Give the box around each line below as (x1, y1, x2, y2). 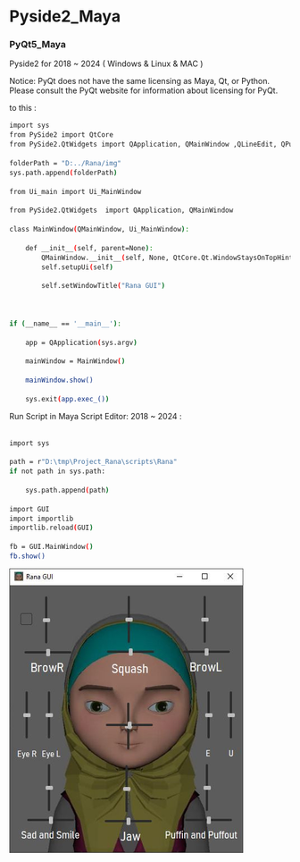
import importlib (9, 514, 74, 523)
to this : (9, 103, 37, 114)
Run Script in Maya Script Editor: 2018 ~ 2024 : (9, 410, 182, 421)
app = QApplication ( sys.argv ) (25, 338, 138, 347)
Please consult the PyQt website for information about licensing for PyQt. (9, 85, 279, 96)
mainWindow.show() (25, 376, 94, 385)
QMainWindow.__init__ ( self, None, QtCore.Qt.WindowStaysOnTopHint (41, 253, 294, 262)
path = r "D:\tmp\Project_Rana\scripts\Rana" (9, 458, 178, 467)
